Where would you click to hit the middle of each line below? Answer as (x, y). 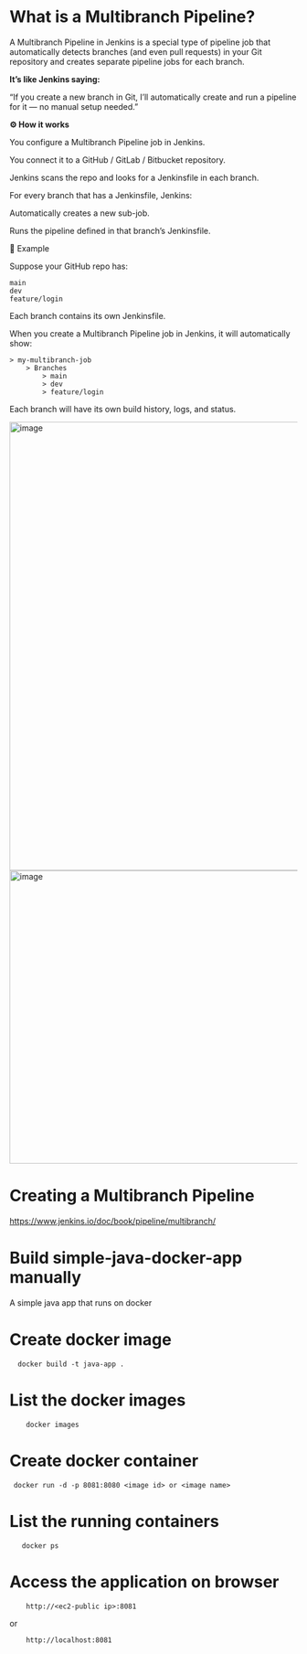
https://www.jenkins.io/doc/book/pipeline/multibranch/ (113, 1221)
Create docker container (104, 1461)
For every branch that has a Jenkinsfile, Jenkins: (101, 195)
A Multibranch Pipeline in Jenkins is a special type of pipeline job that (140, 42)
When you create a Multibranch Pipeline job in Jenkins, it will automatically (150, 333)
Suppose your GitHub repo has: (69, 266)
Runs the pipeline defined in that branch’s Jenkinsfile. (110, 230)
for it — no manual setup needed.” (74, 106)
